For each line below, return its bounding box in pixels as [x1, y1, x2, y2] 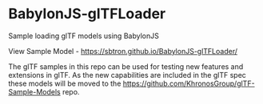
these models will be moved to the [8, 79, 122, 88]
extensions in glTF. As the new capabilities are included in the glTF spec [8, 70, 246, 79]
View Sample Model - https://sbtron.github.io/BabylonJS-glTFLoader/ [8, 46, 238, 56]
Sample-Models [8, 87, 62, 96]
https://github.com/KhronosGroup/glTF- [122, 79, 255, 88]
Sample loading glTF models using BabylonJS [8, 31, 160, 40]
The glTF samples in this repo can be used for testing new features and [8, 61, 244, 71]
